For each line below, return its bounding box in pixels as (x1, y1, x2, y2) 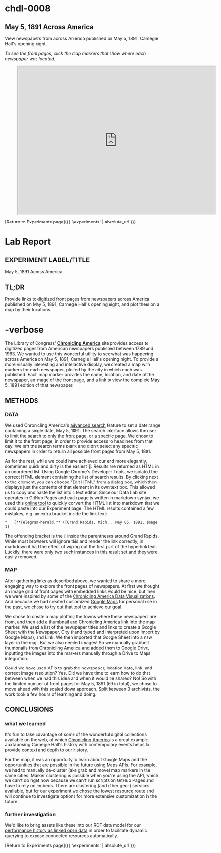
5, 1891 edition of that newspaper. (5, 382, 74, 388)
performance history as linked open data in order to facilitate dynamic (5, 827, 147, 833)
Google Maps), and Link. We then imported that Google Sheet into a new (5, 634, 152, 640)
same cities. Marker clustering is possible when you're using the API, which (5, 773, 159, 779)
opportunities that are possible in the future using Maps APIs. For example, (5, 762, 157, 768)
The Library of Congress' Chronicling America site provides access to (5, 340, 149, 346)
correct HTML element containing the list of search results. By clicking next (5, 474, 158, 480)
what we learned (5, 720, 46, 727)
